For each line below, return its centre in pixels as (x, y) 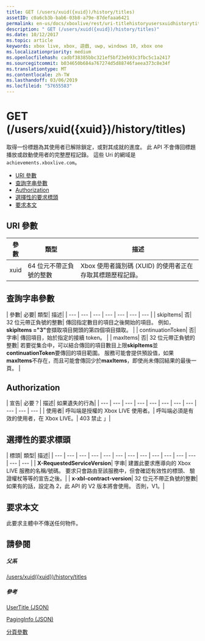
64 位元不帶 (45, 266)
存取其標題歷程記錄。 (111, 275)
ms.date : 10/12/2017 (33, 35)
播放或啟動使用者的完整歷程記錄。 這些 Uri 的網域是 (71, 154)
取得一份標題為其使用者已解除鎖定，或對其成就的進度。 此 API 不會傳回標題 (101, 147)
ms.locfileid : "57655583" (39, 86)
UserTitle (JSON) (28, 607)
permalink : (20, 23)
